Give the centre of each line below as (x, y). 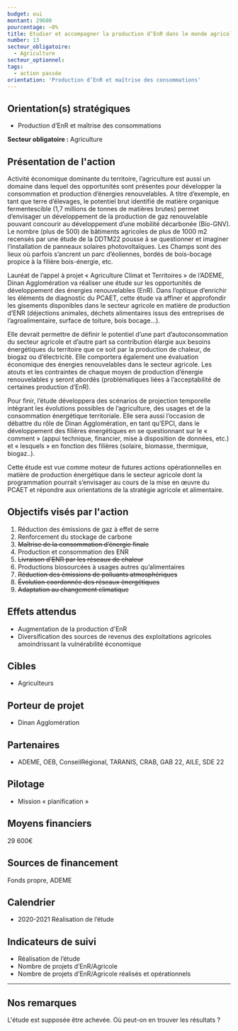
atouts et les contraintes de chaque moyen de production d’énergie (105, 372)
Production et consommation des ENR (73, 552)
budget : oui (25, 14)
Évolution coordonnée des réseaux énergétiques (89, 581)
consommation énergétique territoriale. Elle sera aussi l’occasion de (106, 416)
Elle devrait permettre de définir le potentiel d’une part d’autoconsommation (118, 334)
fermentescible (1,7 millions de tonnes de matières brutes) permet (103, 209)
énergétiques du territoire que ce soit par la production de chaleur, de (109, 349)
